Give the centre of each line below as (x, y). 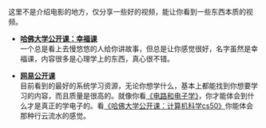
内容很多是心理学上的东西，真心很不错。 (107, 59)
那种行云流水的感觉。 (55, 116)
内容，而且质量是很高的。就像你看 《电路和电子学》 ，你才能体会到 (141, 96)
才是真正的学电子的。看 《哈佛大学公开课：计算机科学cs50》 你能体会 (140, 106)
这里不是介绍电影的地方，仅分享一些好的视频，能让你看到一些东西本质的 (127, 12)
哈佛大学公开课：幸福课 (58, 39)
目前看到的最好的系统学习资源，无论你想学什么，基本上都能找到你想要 (135, 86)
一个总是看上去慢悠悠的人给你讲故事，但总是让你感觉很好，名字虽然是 (135, 49)
